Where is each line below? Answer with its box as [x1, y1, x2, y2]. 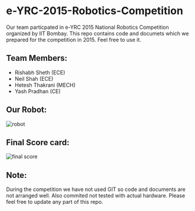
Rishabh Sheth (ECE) [14, 69, 66, 76]
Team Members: [6, 53, 68, 63]
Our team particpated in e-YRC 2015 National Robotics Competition [6, 24, 169, 31]
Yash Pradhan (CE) [14, 87, 61, 95]
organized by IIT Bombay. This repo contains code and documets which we [6, 29, 189, 37]
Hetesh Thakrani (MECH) [14, 81, 76, 88]
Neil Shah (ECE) [14, 75, 54, 82]
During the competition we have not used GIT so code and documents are [6, 186, 186, 193]
